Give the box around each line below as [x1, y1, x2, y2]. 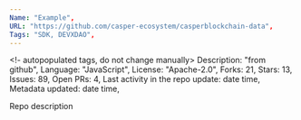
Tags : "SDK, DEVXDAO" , [9, 30, 95, 39]
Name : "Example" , [9, 13, 75, 23]
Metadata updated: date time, [9, 83, 121, 95]
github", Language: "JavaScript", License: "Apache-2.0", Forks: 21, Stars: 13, [9, 64, 293, 75]
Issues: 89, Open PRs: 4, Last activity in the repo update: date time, [9, 74, 261, 85]
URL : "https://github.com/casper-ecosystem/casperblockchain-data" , [9, 22, 274, 31]
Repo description [9, 101, 73, 112]
